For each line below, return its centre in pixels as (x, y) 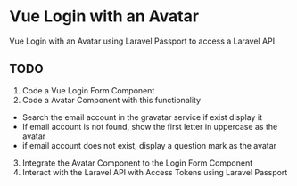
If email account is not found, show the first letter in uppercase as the (150, 126)
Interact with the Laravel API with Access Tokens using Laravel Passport (155, 172)
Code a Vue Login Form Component (88, 90)
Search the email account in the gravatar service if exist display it (142, 117)
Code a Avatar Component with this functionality (111, 100)
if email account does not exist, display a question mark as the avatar (149, 145)
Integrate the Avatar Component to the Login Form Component (137, 163)
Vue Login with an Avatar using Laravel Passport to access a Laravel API (142, 41)
